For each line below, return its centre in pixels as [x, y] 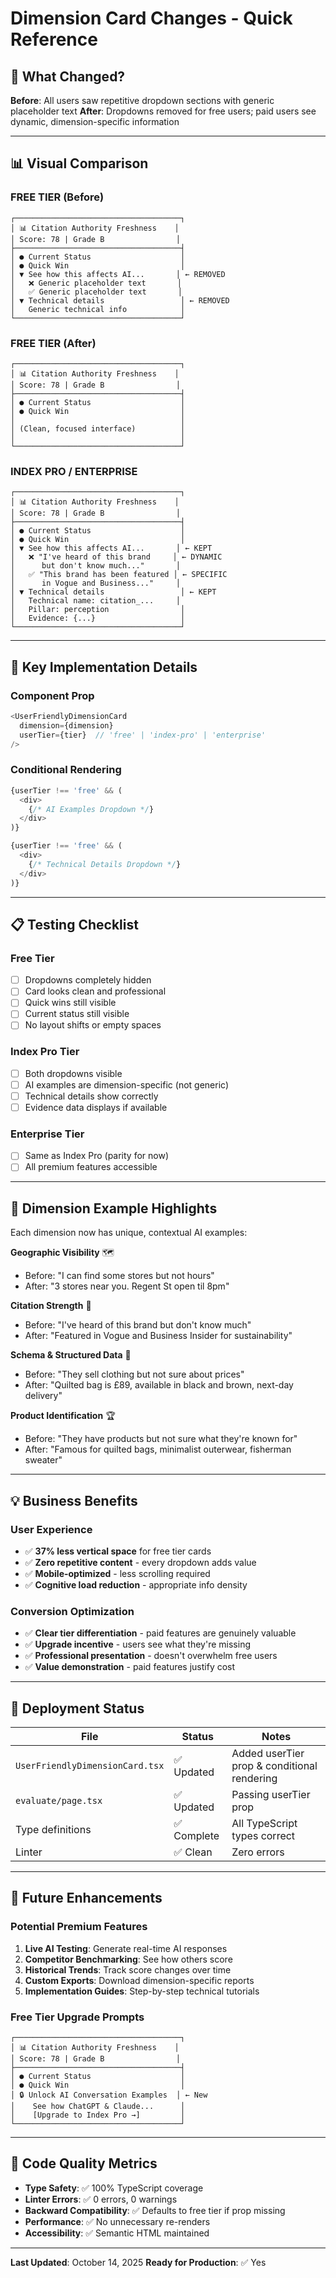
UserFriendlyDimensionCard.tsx [90, 1766]
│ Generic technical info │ [98, 309]
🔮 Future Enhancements [86, 1898]
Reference [54, 39]
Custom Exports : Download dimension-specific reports [139, 1980]
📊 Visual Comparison [79, 163]
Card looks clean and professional [95, 991]
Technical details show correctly [91, 1096]
